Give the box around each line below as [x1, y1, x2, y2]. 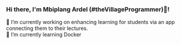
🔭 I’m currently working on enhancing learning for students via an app [6, 19, 175, 26]
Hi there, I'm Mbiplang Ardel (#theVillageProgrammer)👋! [6, 5, 170, 13]
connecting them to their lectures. [6, 25, 88, 32]
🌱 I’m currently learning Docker [6, 31, 82, 38]
